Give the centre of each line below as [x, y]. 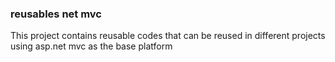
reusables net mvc [56, 14]
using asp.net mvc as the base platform [91, 46]
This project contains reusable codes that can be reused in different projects [168, 36]
